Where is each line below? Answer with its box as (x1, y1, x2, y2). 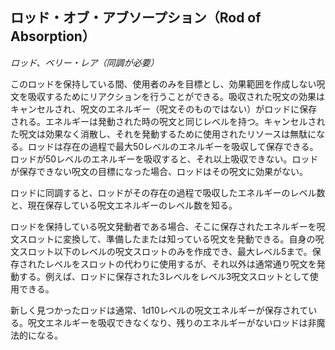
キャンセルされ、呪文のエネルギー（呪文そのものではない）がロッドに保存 (10, 103, 318, 115)
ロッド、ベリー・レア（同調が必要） (10, 56, 160, 68)
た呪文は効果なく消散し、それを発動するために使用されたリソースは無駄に (10, 128, 317, 140)
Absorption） (10, 28, 96, 45)
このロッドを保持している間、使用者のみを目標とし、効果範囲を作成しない (10, 78, 317, 90)
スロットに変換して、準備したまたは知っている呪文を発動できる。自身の (18, 233, 316, 245)
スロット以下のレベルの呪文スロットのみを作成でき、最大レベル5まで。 (18, 245, 313, 257)
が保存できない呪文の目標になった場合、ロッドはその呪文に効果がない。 (10, 165, 308, 177)
